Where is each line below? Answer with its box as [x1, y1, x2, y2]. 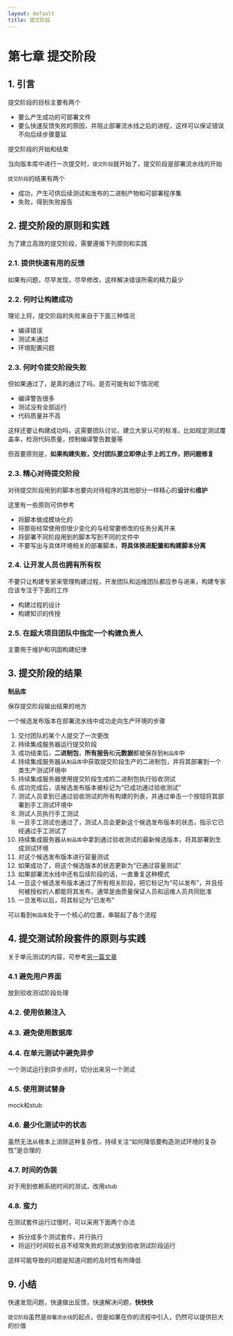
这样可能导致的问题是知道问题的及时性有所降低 [8, 1256, 141, 1265]
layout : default [8, 10, 55, 17]
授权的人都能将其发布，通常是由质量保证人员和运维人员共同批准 [30, 887, 212, 896]
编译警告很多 [17, 394, 55, 402]
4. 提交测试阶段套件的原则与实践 [8, 933, 146, 945]
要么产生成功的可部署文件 [17, 112, 91, 121]
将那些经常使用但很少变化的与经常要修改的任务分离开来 [17, 524, 176, 532]
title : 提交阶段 [8, 17, 50, 24]
